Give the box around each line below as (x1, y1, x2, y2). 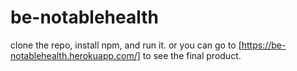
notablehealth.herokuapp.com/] (10, 49, 141, 61)
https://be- (241, 39, 287, 51)
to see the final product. (142, 49, 242, 61)
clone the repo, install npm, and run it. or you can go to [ (10, 39, 242, 51)
